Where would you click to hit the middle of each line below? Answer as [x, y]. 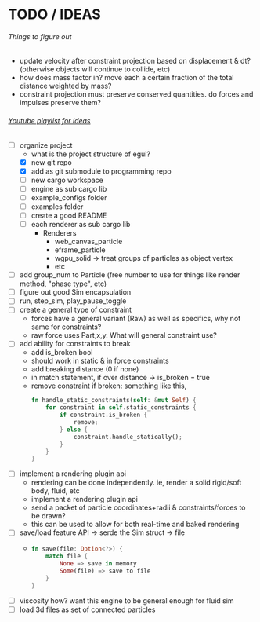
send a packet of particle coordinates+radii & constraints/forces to [138, 507]
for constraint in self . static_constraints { [121, 408]
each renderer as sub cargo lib [81, 225]
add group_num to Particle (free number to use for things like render [130, 275]
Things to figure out [40, 36]
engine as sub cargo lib [69, 188]
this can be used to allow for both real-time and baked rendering [135, 525]
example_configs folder [69, 197]
